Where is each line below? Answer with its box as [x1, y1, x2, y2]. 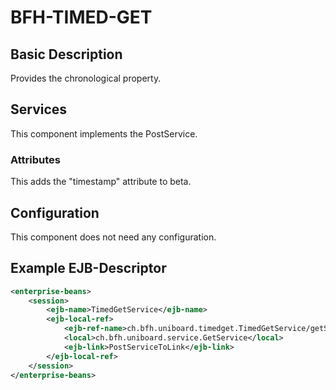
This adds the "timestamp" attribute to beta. [10, 176, 192, 188]
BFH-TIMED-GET [10, 6, 153, 29]
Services [10, 101, 68, 118]
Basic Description [10, 46, 123, 63]
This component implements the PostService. [10, 127, 198, 140]
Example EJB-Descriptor [10, 260, 167, 277]
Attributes [10, 152, 61, 166]
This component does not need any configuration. [10, 231, 217, 243]
